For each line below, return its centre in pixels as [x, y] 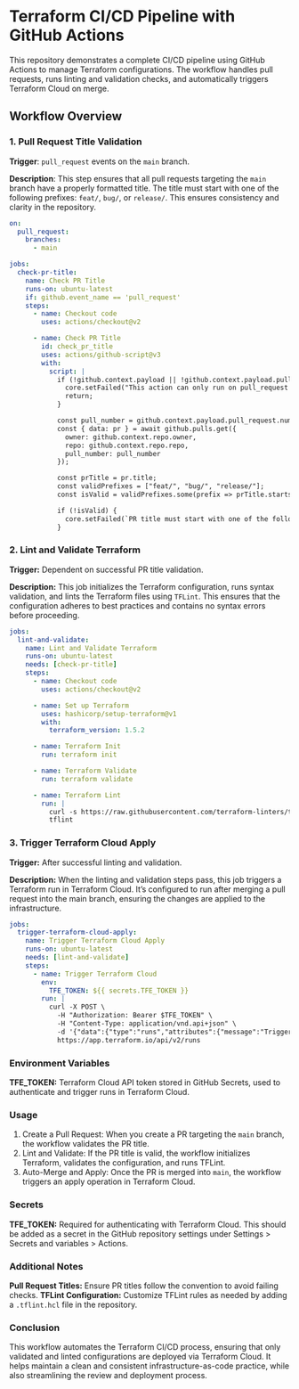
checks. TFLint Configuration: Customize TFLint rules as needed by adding [148, 1295]
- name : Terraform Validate [85, 771]
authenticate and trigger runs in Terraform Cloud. [99, 1092]
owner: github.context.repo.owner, [131, 437]
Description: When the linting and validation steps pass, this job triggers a [145, 879]
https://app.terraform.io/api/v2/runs [129, 1040]
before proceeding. [44, 615]
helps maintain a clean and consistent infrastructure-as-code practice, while [149, 1366]
